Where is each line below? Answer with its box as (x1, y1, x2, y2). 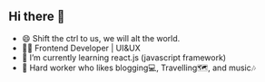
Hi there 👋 (8, 9, 65, 24)
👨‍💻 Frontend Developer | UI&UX (21, 42, 142, 53)
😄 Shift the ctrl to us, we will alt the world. (21, 32, 181, 43)
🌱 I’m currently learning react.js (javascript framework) (21, 51, 227, 63)
